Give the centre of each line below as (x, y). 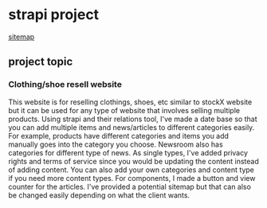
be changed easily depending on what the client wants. (99, 195)
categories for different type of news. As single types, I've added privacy (128, 152)
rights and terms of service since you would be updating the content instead (133, 161)
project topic (41, 62)
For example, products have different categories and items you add (119, 135)
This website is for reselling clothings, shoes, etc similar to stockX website (130, 102)
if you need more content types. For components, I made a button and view (132, 178)
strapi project (54, 15)
